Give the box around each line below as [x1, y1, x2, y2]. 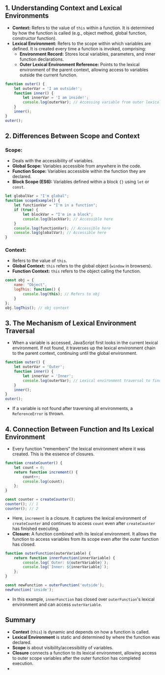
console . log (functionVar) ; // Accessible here [14, 225, 111, 231]
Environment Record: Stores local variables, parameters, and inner [19, 51, 156, 57]
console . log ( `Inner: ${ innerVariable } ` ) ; [23, 564, 109, 569]
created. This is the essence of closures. [12, 451, 95, 457]
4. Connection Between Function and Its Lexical [5, 425, 154, 433]
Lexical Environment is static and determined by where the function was [12, 634, 160, 640]
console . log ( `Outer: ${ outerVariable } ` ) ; [23, 560, 109, 565]
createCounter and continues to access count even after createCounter [12, 520, 156, 526]
